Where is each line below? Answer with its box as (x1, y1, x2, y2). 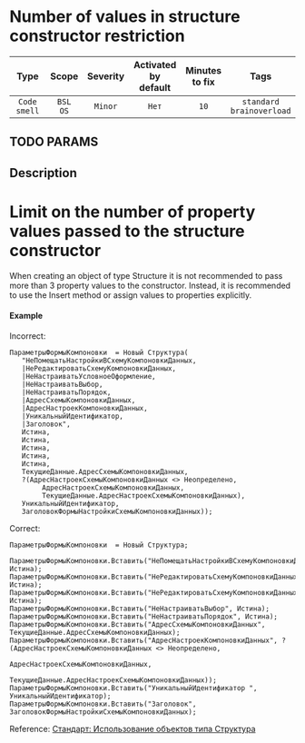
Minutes (185, 64, 222, 76)
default (139, 81, 171, 94)
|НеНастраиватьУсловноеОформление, (21, 371, 156, 381)
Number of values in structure (9, 6, 241, 27)
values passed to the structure (9, 221, 245, 242)
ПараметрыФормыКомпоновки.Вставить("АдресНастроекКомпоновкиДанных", (9, 636, 279, 645)
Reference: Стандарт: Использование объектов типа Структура (9, 723, 256, 734)
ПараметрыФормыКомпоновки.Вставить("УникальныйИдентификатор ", (9, 683, 258, 692)
